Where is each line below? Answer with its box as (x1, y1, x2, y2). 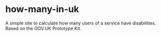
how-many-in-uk (5, 3, 79, 15)
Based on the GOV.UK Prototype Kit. (5, 25, 82, 31)
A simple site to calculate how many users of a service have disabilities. (5, 20, 156, 26)
